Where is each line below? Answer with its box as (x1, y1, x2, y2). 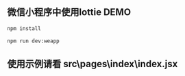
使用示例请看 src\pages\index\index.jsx (7, 58, 178, 70)
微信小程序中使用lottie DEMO (7, 6, 132, 18)
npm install (7, 25, 41, 32)
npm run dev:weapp (7, 37, 60, 45)
